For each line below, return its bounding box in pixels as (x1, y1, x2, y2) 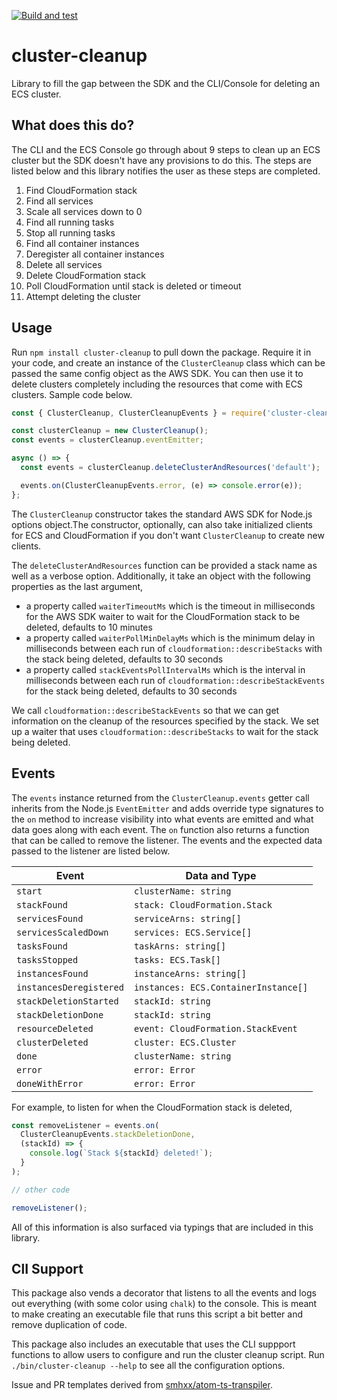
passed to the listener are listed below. (11, 845, 171, 857)
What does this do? (11, 117, 135, 134)
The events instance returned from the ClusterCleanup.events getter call (11, 791, 310, 804)
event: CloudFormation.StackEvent (133, 1023, 298, 1034)
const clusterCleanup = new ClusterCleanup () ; (11, 426, 209, 436)
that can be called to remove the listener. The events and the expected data (11, 834, 323, 846)
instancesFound (16, 968, 89, 979)
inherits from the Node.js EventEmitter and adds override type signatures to (11, 802, 324, 814)
